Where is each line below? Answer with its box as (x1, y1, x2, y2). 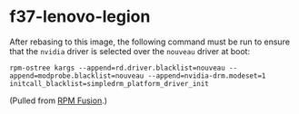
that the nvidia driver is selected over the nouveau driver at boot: (9, 45, 251, 56)
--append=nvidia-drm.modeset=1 (147, 71, 266, 81)
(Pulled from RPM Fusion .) (9, 95, 107, 106)
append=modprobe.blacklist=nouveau (9, 71, 145, 81)
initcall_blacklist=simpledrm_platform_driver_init (9, 79, 209, 88)
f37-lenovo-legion (9, 6, 151, 27)
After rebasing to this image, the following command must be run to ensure (9, 36, 291, 47)
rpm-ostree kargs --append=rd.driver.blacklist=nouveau (9, 63, 225, 72)
